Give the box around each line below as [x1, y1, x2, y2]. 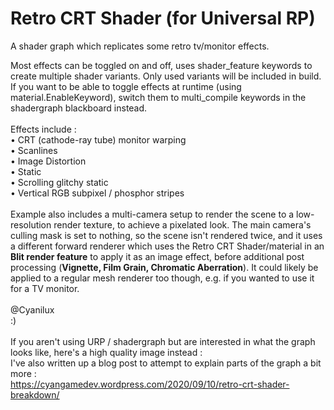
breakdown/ [10, 388, 60, 401]
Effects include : [10, 123, 77, 135]
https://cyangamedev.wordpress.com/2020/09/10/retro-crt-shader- [10, 378, 290, 390]
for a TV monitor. [10, 282, 80, 294]
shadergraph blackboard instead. [10, 102, 148, 114]
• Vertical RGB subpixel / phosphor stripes [10, 187, 185, 199]
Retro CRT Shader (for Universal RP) [10, 7, 316, 30]
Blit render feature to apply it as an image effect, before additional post [10, 250, 305, 262]
